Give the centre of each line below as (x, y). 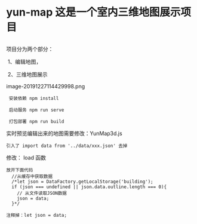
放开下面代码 (20, 170)
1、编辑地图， (24, 62)
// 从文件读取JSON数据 (42, 193)
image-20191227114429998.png (46, 86)
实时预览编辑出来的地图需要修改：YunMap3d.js (64, 133)
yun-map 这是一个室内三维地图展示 (93, 12)
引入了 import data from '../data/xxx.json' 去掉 (67, 146)
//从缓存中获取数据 (32, 176)
